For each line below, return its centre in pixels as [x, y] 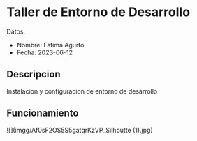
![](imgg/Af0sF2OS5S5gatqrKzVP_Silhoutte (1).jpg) [80, 130]
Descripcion [34, 74]
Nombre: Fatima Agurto [50, 45]
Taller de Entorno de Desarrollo [98, 12]
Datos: [16, 31]
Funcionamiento [43, 113]
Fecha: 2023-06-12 [44, 52]
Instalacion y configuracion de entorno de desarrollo [82, 91]
